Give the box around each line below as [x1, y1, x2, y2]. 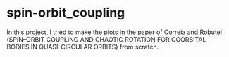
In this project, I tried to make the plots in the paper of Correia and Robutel [6, 28, 223, 36]
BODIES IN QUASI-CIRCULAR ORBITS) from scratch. [6, 42, 159, 51]
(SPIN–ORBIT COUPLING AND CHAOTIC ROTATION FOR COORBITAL [6, 35, 206, 43]
